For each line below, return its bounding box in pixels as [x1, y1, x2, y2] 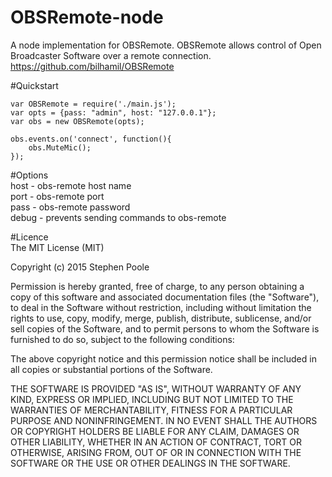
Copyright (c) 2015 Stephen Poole [10, 261, 150, 273]
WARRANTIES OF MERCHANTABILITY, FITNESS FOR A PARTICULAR [10, 404, 293, 416]
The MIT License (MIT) [10, 241, 105, 253]
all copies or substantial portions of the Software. [10, 363, 213, 375]
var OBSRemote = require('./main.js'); [10, 99, 177, 109]
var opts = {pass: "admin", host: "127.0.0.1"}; [10, 107, 217, 118]
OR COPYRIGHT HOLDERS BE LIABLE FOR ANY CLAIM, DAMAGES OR [10, 425, 300, 437]
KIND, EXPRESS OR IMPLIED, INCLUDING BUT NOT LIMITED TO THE [10, 393, 294, 405]
